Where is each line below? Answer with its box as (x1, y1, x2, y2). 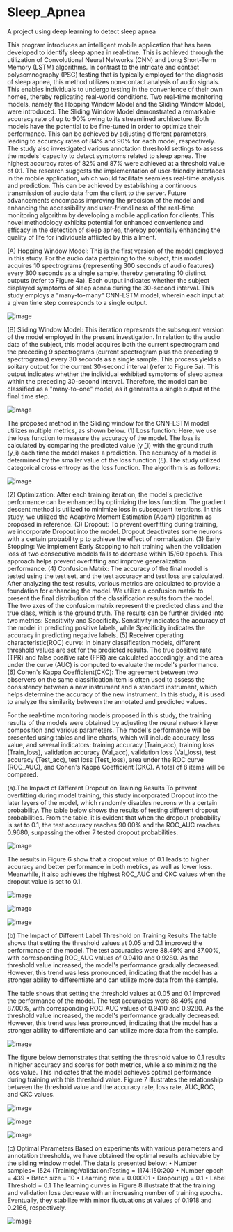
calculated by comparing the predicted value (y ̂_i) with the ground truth (7, 441, 214, 449)
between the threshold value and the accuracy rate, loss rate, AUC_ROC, (7, 1082, 216, 1091)
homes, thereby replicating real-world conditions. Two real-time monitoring (7, 92, 223, 101)
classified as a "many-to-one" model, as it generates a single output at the (7, 384, 220, 393)
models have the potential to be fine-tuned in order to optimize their (7, 122, 202, 130)
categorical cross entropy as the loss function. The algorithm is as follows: (7, 463, 220, 471)
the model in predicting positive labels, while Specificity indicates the (7, 623, 205, 632)
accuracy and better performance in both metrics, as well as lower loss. (7, 862, 213, 871)
